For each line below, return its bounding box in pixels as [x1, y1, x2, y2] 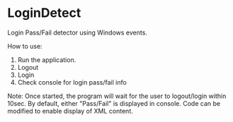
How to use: [7, 42, 42, 50]
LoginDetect [7, 5, 81, 21]
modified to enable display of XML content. [7, 106, 133, 115]
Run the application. [17, 55, 76, 64]
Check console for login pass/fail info [17, 78, 127, 86]
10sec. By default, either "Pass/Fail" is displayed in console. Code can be [7, 99, 221, 107]
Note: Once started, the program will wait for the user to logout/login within [7, 92, 227, 100]
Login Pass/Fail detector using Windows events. [7, 28, 147, 37]
